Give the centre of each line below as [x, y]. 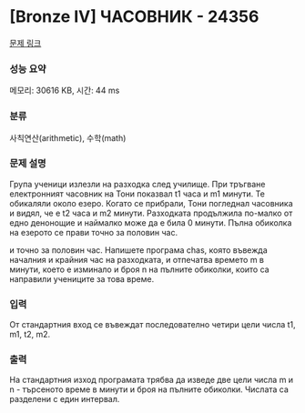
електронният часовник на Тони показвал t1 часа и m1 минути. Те [137, 194]
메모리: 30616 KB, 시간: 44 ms [65, 91]
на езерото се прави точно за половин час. [94, 232]
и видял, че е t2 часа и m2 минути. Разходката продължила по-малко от [151, 213]
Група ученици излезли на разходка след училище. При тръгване [137, 184]
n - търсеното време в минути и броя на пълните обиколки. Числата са [149, 389]
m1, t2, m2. [30, 335]
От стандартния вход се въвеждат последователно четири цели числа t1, [152, 325]
